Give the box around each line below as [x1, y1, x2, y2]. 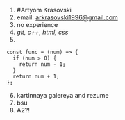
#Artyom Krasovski [16, 6, 72, 14]
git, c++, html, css [16, 28, 69, 36]
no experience [16, 21, 58, 28]
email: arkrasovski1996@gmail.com [16, 13, 119, 22]
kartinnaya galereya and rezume [16, 92, 109, 99]
